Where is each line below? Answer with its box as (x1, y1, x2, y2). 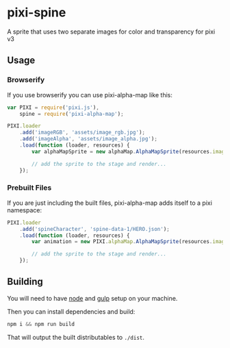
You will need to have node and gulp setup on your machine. (7, 294, 178, 302)
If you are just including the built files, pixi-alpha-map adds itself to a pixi (7, 199, 212, 207)
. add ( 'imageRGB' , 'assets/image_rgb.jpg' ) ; (19, 129, 146, 136)
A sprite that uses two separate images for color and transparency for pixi (7, 27, 216, 36)
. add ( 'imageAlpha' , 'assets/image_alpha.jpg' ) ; (19, 136, 157, 142)
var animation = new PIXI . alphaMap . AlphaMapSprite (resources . (31, 238, 213, 245)
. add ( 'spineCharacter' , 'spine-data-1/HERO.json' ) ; (19, 225, 170, 232)
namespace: (7, 206, 42, 214)
